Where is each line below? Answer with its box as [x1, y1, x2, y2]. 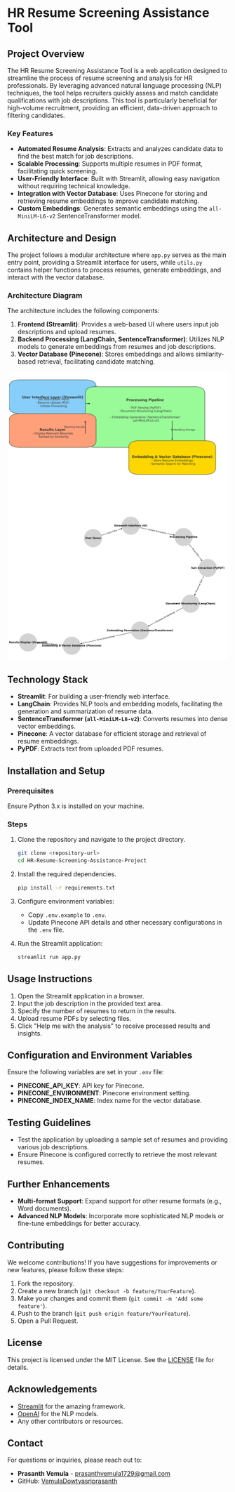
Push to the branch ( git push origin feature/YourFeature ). [17, 1309, 191, 1317]
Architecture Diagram [7, 291, 83, 301]
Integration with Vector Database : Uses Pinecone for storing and [17, 190, 208, 198]
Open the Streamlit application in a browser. [17, 991, 145, 1000]
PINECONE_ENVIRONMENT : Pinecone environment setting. [17, 1089, 192, 1097]
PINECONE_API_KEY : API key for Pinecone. [17, 1081, 145, 1090]
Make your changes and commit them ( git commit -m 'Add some [17, 1294, 203, 1302]
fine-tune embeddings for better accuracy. [17, 1220, 142, 1228]
